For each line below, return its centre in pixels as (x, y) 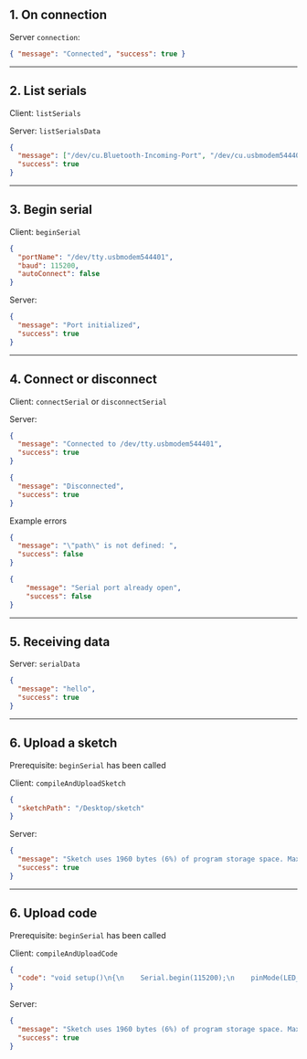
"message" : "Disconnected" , (71, 486)
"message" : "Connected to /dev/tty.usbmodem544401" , (120, 444)
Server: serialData (45, 664)
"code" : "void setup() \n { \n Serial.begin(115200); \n (126, 978)
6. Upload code (53, 913)
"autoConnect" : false (59, 274)
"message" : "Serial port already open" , (104, 588)
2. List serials (48, 91)
